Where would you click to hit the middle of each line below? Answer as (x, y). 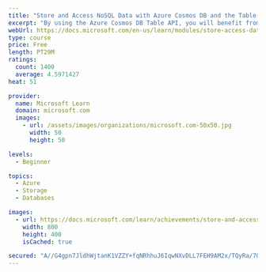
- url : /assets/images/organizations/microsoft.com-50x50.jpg (127, 126)
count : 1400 (35, 67)
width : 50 (45, 133)
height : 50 (47, 140)
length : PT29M (32, 52)
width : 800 (40, 227)
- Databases (35, 198)
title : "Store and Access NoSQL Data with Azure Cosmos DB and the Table (133, 15)
